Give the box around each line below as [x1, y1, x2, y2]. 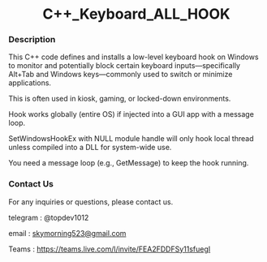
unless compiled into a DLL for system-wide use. [8, 143, 172, 152]
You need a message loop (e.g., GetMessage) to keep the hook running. [8, 158, 249, 168]
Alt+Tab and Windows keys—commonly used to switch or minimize [8, 70, 233, 79]
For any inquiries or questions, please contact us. [8, 196, 174, 207]
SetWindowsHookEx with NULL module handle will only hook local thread [8, 134, 254, 144]
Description [8, 34, 56, 45]
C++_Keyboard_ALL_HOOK [42, 5, 230, 24]
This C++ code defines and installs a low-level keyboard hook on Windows [8, 52, 259, 62]
